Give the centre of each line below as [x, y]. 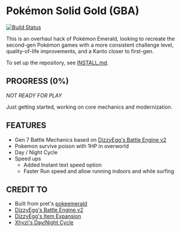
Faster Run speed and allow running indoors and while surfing [99, 171]
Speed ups [28, 158]
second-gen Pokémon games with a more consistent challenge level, [90, 45]
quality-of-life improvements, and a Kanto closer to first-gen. [80, 51]
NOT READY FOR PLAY [34, 95]
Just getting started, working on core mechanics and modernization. [89, 107]
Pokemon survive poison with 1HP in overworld [72, 146]
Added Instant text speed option [62, 165]
